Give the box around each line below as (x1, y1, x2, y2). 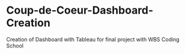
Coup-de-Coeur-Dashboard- (6, 4, 154, 17)
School (6, 42, 24, 49)
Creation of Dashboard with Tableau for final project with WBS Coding (6, 36, 180, 43)
